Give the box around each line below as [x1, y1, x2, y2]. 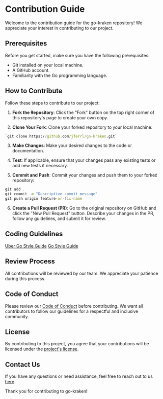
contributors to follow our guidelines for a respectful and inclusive [5, 308, 138, 314]
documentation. [12, 148, 44, 154]
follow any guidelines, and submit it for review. [12, 216, 107, 221]
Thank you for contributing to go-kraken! [5, 388, 88, 394]
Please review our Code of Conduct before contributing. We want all [5, 303, 143, 309]
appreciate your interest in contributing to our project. [5, 25, 114, 31]
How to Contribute [5, 87, 63, 95]
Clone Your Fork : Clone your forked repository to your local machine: [12, 124, 153, 130]
